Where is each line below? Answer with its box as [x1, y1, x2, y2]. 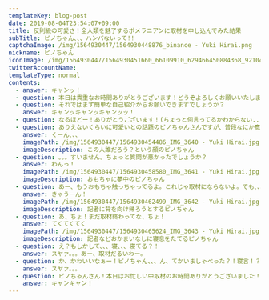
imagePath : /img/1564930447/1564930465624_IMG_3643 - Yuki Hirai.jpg [22, 227, 260, 236]
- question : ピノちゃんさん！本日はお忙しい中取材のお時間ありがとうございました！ [15, 272, 262, 280]
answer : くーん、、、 [22, 130, 82, 138]
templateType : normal [8, 71, 81, 79]
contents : [8, 78, 42, 86]
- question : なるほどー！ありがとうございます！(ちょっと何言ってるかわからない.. [15, 116, 260, 124]
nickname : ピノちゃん [8, 49, 74, 57]
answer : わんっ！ [22, 161, 76, 169]
